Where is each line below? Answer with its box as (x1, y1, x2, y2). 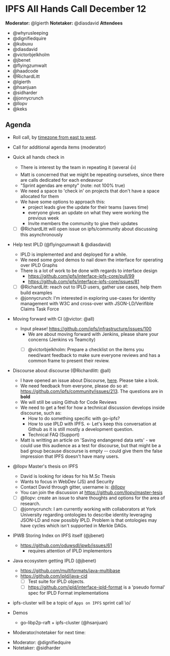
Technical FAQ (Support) (28, 431, 80, 438)
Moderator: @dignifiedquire (12, 639, 71, 646)
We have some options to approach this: (20, 199, 106, 205)
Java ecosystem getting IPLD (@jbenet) (12, 557, 96, 564)
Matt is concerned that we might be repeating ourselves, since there (20, 172, 164, 178)
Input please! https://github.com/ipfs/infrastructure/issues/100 (20, 325, 152, 332)
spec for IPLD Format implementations (28, 590, 109, 596)
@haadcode (12, 67, 39, 74)
